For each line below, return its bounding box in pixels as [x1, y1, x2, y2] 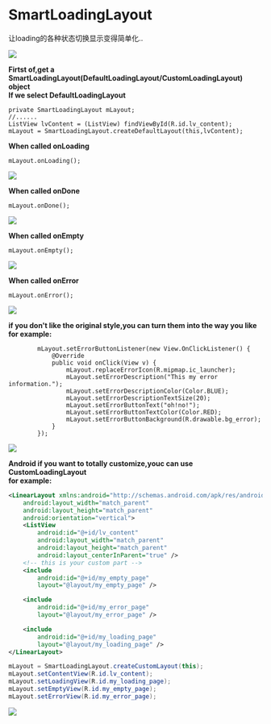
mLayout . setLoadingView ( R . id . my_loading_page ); [8, 677, 172, 686]
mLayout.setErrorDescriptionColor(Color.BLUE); [65, 387, 229, 395]
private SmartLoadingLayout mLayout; [8, 106, 135, 114]
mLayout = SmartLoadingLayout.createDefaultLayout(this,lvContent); [8, 127, 244, 135]
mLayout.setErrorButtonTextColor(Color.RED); [65, 408, 222, 416]
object [8, 81, 31, 91]
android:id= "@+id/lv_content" [37, 529, 139, 537]
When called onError [8, 276, 79, 285]
